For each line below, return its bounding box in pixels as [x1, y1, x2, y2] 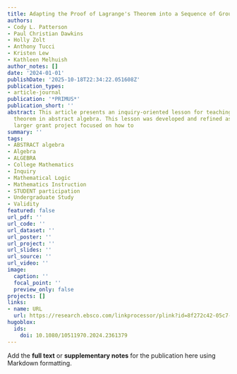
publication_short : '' [7, 102, 74, 109]
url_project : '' [7, 240, 55, 247]
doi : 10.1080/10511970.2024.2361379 [20, 332, 128, 339]
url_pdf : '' [7, 214, 42, 221]
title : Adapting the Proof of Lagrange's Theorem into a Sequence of [7, 10, 217, 18]
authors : [7, 17, 33, 24]
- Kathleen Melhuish [7, 56, 68, 64]
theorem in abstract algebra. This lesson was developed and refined [13, 115, 222, 122]
